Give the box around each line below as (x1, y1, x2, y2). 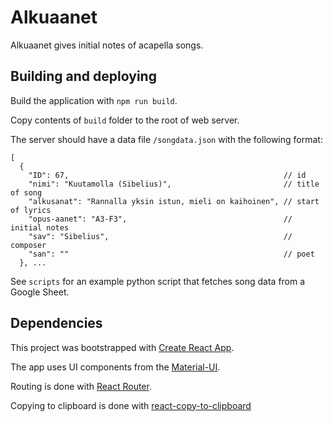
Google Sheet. (10, 286, 70, 298)
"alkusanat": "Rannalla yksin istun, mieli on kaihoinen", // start (28, 196, 320, 206)
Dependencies (10, 315, 103, 332)
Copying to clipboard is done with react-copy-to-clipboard (10, 399, 252, 411)
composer (10, 240, 47, 250)
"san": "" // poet (28, 249, 315, 259)
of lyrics (10, 205, 52, 215)
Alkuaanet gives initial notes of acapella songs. (10, 39, 204, 51)
